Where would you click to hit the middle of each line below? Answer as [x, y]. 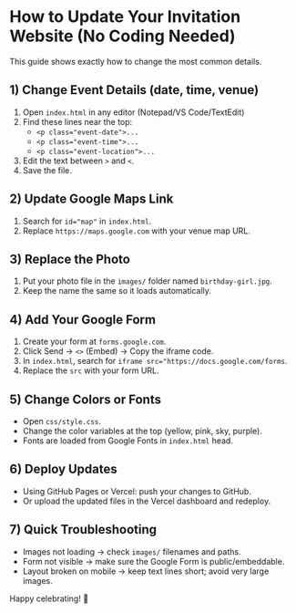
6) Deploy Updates [64, 469]
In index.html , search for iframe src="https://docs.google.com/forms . [155, 361]
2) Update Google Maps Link [92, 199]
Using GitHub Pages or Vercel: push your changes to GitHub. [137, 491]
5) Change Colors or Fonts [86, 399]
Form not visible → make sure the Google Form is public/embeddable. [153, 561]
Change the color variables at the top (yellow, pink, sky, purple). [142, 431]
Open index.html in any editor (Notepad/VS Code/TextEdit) [133, 112]
